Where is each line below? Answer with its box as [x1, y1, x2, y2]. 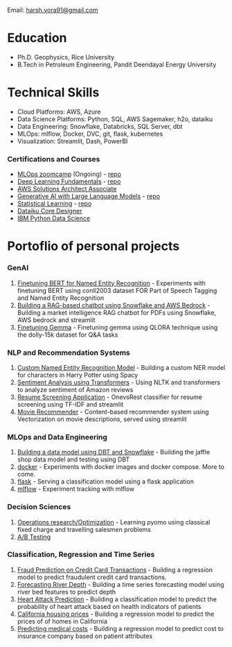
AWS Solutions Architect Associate [17, 185, 117, 193]
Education [7, 30, 67, 46]
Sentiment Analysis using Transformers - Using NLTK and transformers [17, 378, 220, 387]
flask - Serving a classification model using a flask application [17, 477, 194, 486]
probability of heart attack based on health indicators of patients [17, 602, 202, 610]
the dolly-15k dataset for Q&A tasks [17, 330, 118, 339]
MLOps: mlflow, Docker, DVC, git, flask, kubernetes [17, 130, 163, 138]
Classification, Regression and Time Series [7, 550, 155, 560]
